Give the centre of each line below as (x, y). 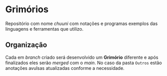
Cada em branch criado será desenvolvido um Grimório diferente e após (82, 57)
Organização (26, 45)
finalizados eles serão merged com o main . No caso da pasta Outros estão (84, 63)
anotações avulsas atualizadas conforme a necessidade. (65, 68)
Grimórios (27, 9)
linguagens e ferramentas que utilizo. (44, 29)
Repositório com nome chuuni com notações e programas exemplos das (81, 23)
